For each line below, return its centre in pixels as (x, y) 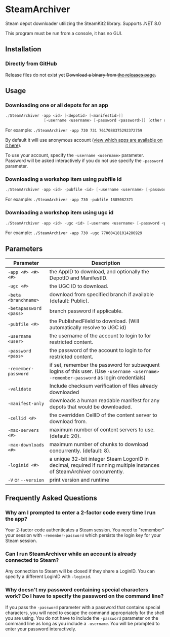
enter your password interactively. (41, 629)
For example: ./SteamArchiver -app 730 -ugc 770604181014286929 (74, 233)
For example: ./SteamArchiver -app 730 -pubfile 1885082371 (69, 200)
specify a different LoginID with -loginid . (48, 577)
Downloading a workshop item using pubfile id (63, 179)
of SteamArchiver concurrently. (87, 472)
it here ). (13, 145)
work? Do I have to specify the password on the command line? (84, 596)
